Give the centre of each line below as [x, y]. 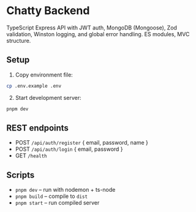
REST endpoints [38, 128]
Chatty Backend [48, 11]
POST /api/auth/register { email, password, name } [82, 143]
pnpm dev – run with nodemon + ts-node [65, 190]
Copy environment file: [44, 75]
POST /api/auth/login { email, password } [69, 149]
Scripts [21, 175]
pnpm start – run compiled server [57, 203]
